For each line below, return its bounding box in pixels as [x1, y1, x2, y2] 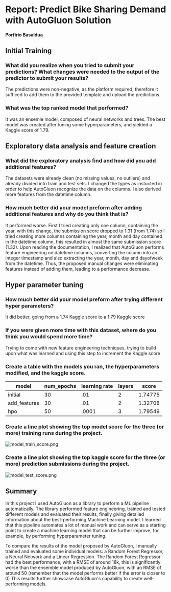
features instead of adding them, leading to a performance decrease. [5, 266, 151, 272]
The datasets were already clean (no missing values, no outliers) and [5, 175, 151, 181]
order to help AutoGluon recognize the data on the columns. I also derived [5, 186, 161, 192]
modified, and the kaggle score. [5, 369, 86, 377]
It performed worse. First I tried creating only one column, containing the [5, 222, 158, 228]
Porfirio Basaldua [5, 32, 43, 38]
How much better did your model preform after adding [5, 204, 142, 211]
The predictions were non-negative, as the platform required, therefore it [5, 86, 158, 93]
